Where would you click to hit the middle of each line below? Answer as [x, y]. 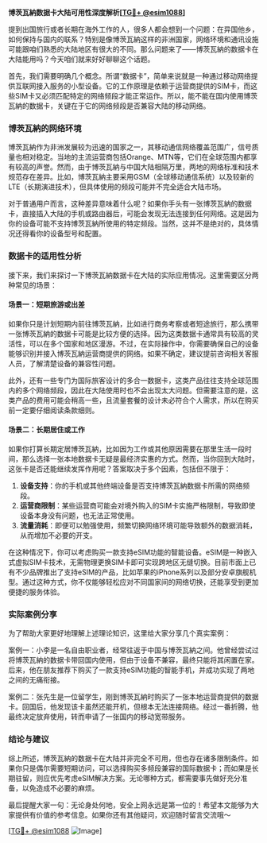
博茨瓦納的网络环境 [45, 128]
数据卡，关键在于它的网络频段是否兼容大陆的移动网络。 [120, 106]
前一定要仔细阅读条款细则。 [54, 410]
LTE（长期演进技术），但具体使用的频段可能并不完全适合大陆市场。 [117, 187]
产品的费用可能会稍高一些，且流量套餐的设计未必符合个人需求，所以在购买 [137, 400]
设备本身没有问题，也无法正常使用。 [79, 515]
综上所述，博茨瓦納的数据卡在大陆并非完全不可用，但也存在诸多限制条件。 [130, 758]
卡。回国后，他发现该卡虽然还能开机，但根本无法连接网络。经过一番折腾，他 [133, 707]
